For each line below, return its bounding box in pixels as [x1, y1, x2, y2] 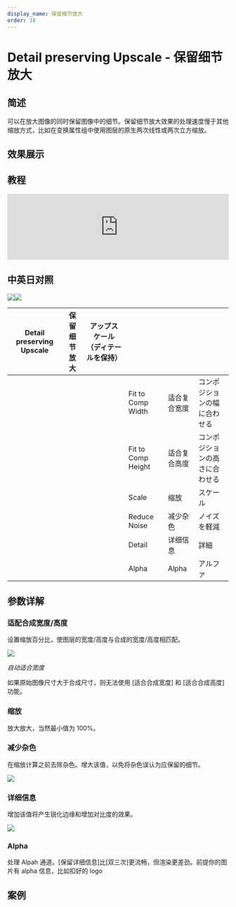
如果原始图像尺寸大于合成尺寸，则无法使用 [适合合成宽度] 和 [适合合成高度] [7, 679, 225, 687]
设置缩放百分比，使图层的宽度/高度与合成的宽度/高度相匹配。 [7, 635, 185, 644]
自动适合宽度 [7, 663, 44, 672]
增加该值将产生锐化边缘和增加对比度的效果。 [7, 810, 137, 818]
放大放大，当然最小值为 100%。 [7, 724, 100, 732]
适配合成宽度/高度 [7, 618, 68, 627]
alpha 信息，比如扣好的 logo [20, 867, 103, 875]
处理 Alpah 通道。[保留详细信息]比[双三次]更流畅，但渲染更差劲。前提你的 [7, 858, 221, 866]
